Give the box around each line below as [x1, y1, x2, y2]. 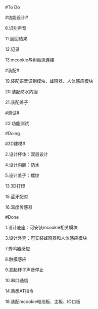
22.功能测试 [5, 121, 30, 126]
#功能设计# [5, 14, 28, 20]
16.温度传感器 [5, 204, 33, 210]
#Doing [5, 131, 20, 136]
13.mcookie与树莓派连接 [5, 57, 54, 63]
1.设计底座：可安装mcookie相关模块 [5, 224, 78, 230]
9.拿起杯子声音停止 [5, 267, 44, 273]
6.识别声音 [5, 25, 27, 31]
